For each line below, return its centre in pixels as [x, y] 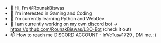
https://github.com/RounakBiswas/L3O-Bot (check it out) [70, 29]
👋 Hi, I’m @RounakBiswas [37, 8]
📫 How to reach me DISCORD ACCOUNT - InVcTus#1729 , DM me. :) [83, 35]
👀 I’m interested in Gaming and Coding [51, 13]
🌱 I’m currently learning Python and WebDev [57, 18]
